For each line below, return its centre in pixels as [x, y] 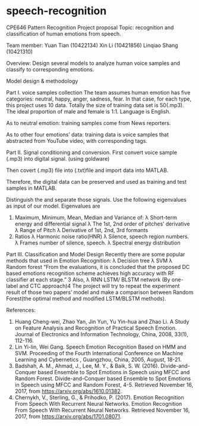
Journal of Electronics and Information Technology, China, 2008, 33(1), [102, 334]
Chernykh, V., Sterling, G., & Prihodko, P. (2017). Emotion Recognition [99, 397]
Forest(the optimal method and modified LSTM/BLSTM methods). [86, 298]
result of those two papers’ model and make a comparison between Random [100, 292]
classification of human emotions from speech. [64, 33]
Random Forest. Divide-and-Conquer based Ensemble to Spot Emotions [103, 378]
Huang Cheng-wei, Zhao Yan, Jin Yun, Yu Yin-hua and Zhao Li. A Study [102, 321]
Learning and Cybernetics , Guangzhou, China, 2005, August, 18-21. [98, 359]
